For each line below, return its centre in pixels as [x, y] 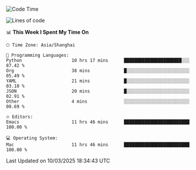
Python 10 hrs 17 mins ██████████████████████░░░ [98, 60]
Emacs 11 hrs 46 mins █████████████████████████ [98, 122]
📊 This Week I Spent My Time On [47, 32]
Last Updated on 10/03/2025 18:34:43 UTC [58, 161]
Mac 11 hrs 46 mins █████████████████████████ [98, 145]
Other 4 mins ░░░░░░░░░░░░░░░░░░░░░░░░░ [98, 101]
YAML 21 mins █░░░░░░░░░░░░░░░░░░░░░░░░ [98, 81]
